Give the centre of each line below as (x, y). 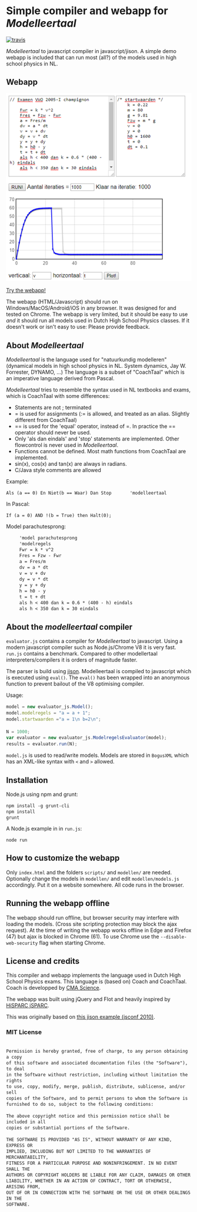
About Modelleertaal (45, 345)
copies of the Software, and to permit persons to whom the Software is (97, 1098)
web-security (22, 943)
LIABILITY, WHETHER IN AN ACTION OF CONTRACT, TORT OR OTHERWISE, (89, 1181)
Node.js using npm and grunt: (42, 795)
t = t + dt (32, 597)
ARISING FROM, (24, 1187)
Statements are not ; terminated (53, 407)
